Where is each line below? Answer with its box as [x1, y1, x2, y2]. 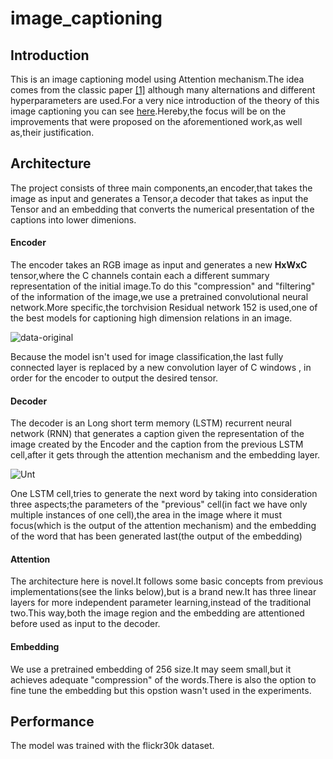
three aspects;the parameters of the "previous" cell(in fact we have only [10, 498, 308, 511]
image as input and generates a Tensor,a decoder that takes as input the [10, 192, 309, 204]
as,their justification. [10, 127, 95, 138]
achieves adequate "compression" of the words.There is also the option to [10, 673, 317, 686]
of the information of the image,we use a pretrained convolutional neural [10, 291, 309, 303]
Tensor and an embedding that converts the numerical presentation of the [10, 203, 315, 215]
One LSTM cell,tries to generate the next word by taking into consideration [10, 488, 318, 500]
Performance [10, 713, 95, 731]
